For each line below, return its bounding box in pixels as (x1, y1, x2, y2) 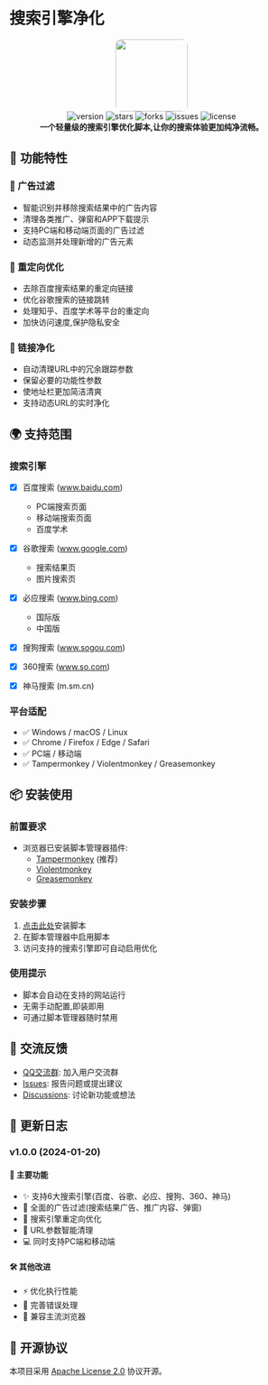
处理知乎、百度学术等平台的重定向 (22, 305, 150, 316)
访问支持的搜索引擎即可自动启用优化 (22, 942, 158, 953)
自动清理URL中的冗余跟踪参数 (22, 364, 134, 374)
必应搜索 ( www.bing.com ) (22, 593, 119, 604)
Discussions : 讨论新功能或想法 (22, 1089, 136, 1100)
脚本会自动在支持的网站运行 (22, 989, 126, 1000)
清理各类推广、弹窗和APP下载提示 (22, 213, 150, 224)
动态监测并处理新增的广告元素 (22, 235, 134, 246)
